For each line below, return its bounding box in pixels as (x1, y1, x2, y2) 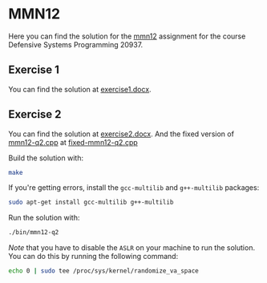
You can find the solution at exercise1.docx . (8, 84, 152, 94)
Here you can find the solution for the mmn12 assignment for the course (8, 31, 246, 41)
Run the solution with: (8, 213, 80, 223)
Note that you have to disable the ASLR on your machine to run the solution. (8, 243, 255, 253)
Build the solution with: (8, 153, 84, 163)
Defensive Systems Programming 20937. (8, 39, 144, 49)
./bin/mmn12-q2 (8, 228, 59, 237)
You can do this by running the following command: (8, 252, 179, 261)
